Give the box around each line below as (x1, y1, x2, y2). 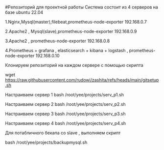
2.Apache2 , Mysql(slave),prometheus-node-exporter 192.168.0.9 (5, 29, 137, 34)
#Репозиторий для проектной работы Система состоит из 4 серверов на (5, 4, 158, 10)
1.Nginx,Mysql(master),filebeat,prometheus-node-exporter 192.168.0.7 (5, 19, 147, 25)
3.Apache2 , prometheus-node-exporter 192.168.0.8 (5, 38, 110, 44)
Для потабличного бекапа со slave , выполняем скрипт (5, 130, 121, 136)
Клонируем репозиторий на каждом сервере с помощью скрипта (5, 62, 143, 68)
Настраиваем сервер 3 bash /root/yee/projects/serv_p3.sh (5, 111, 126, 117)
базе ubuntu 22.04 (5, 9, 44, 15)
